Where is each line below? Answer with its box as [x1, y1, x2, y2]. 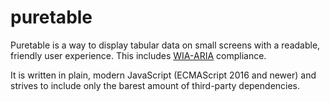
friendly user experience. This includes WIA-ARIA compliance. [10, 49, 267, 61]
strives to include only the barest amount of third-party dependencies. [10, 79, 301, 91]
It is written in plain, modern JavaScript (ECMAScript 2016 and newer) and [10, 69, 317, 81]
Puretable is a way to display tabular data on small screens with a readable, [10, 39, 321, 51]
